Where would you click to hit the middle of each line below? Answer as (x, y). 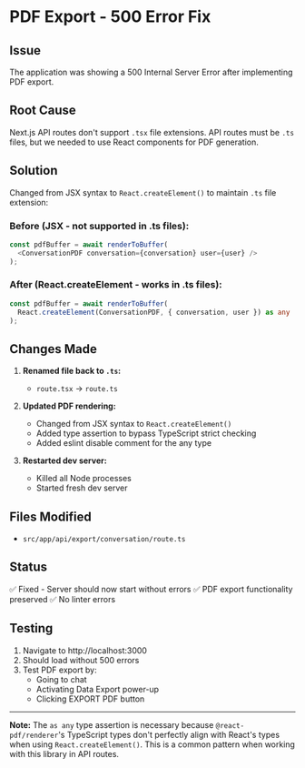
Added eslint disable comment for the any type (123, 443)
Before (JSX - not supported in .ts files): (99, 226)
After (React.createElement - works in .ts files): (116, 285)
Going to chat (62, 679)
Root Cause (43, 111)
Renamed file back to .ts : (72, 371)
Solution (34, 171)
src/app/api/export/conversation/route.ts (104, 540)
